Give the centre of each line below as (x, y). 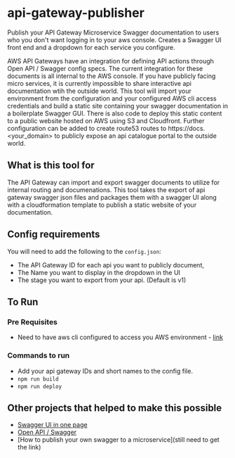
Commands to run (39, 355)
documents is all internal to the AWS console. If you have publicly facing (112, 76)
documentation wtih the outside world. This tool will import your (99, 91)
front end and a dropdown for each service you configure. (91, 47)
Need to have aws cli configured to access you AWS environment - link (120, 337)
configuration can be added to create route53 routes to (87, 128)
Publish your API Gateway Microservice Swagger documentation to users (113, 32)
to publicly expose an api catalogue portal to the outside (136, 136)
